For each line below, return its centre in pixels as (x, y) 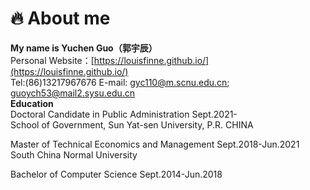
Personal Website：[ (52, 60)
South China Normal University (74, 154)
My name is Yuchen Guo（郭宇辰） (84, 48)
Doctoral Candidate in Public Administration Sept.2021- (124, 114)
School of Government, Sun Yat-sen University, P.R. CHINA (132, 124)
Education (32, 103)
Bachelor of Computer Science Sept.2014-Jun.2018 (116, 174)
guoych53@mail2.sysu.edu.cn (73, 93)
